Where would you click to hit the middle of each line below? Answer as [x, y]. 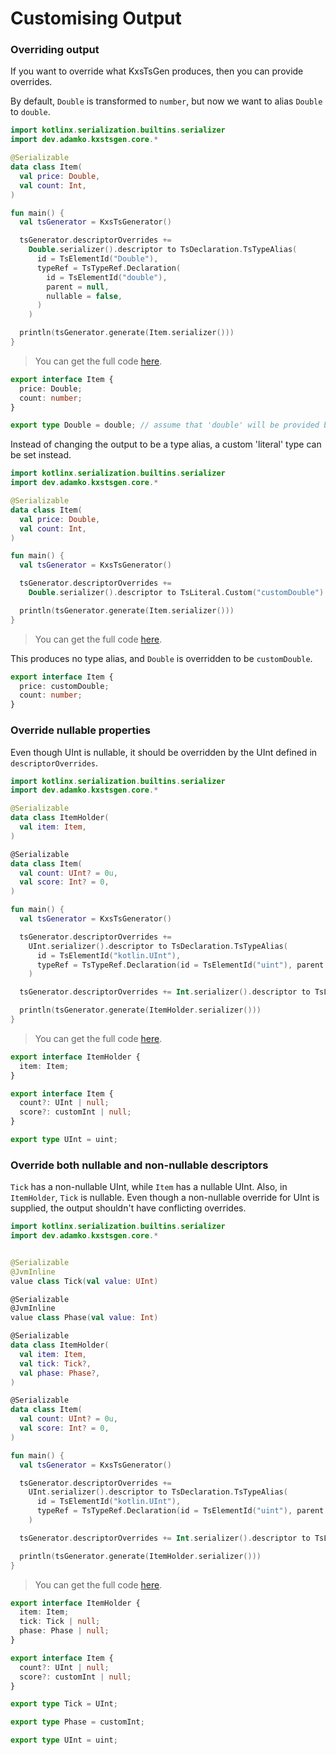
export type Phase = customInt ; [77, 1722]
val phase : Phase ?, [60, 1373]
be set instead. [41, 455]
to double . [30, 112]
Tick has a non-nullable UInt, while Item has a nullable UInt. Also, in [149, 1187]
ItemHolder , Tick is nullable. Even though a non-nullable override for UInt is [165, 1198]
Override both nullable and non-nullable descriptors [139, 1165]
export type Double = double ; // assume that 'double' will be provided [165, 425]
